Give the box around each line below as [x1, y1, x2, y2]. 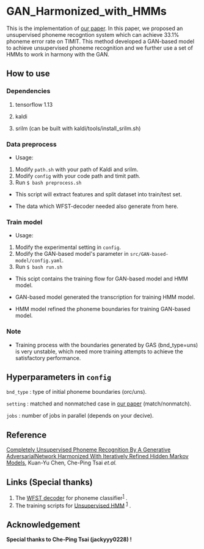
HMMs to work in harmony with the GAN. [6, 50, 110, 58]
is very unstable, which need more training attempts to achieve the [15, 348, 183, 355]
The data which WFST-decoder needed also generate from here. [15, 202, 179, 210]
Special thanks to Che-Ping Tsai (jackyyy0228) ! [6, 536, 133, 543]
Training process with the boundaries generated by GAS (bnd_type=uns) [15, 341, 199, 348]
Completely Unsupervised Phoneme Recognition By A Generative [6, 446, 171, 453]
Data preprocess [6, 140, 57, 148]
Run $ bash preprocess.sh [15, 179, 82, 186]
